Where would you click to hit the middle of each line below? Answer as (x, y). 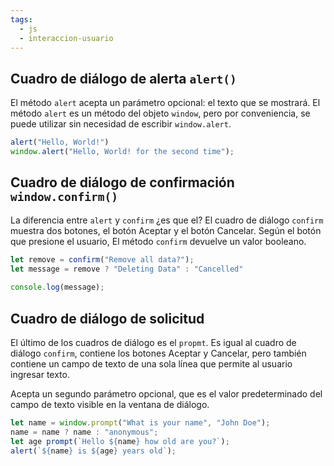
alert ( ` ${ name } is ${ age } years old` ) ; (93, 451)
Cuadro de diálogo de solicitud (107, 318)
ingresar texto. (40, 375)
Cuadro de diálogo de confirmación (122, 182)
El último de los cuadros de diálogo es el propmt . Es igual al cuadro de (153, 343)
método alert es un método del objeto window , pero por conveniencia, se (160, 113)
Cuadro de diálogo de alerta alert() (123, 78)
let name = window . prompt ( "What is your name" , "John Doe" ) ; (140, 423)
